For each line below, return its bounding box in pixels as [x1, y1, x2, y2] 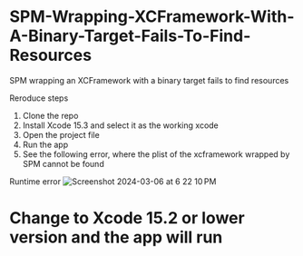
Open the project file [22, 129, 100, 140]
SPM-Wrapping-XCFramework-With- [9, 6, 295, 27]
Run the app [22, 139, 69, 150]
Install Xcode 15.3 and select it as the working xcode [22, 120, 220, 131]
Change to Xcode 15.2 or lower [9, 208, 245, 229]
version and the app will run [9, 227, 223, 248]
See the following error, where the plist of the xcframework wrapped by [22, 148, 290, 160]
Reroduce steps [9, 93, 69, 103]
